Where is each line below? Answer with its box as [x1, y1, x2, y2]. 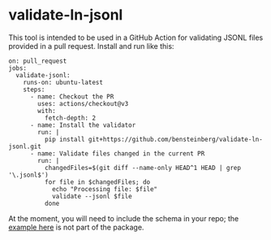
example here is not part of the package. [8, 222, 144, 232]
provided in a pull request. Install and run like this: [8, 41, 174, 50]
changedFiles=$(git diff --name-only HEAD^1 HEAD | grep [44, 164, 242, 172]
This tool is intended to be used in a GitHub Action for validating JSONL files [8, 33, 264, 42]
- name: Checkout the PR [29, 92, 114, 101]
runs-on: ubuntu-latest [23, 78, 104, 86]
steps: [23, 85, 45, 94]
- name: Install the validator [29, 120, 136, 129]
